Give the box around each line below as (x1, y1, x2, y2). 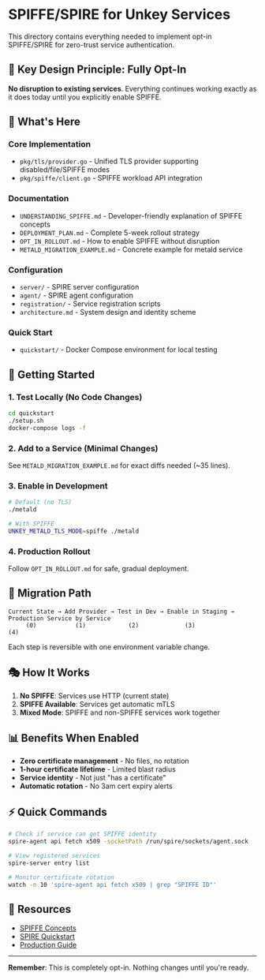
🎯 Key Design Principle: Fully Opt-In (8, 63, 187, 77)
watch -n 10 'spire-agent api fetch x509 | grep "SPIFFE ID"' (8, 881, 217, 888)
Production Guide (19, 941, 77, 950)
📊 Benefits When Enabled (8, 731, 140, 745)
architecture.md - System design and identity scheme (19, 308, 196, 317)
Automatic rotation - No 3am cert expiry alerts (19, 781, 173, 791)
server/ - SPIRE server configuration (19, 282, 140, 292)
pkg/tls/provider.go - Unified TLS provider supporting (19, 156, 199, 166)
